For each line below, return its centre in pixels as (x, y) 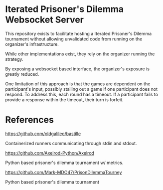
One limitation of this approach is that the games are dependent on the (78, 84)
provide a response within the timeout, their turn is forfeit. (64, 99)
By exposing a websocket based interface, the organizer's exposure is (77, 69)
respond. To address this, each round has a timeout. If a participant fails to (82, 94)
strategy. (14, 59)
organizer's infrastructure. (32, 44)
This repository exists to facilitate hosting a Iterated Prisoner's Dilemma (79, 33)
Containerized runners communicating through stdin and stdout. (71, 143)
